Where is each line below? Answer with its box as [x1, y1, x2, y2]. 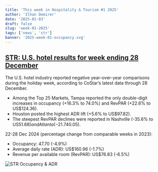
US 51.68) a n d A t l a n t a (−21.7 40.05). [12, 121, 81, 127]
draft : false [5, 21, 32, 26]
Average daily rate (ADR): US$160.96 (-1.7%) [12, 146, 104, 152]
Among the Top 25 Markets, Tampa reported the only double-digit [12, 95, 148, 101]
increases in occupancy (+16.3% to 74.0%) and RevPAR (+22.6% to [12, 100, 151, 106]
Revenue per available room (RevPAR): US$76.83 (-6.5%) [12, 151, 130, 157]
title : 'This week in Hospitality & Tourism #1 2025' [5, 7, 119, 12]
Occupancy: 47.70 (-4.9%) [12, 141, 67, 147]
